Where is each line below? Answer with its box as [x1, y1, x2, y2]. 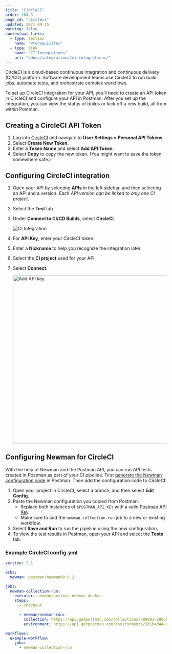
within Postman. [5, 106, 39, 113]
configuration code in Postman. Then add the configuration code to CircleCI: [5, 477, 167, 484]
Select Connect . [12, 265, 48, 271]
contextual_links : [5, 31, 45, 36]
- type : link [10, 46, 38, 51]
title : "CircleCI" [5, 7, 45, 13]
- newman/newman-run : [18, 612, 66, 617]
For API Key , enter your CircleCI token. [12, 235, 95, 241]
